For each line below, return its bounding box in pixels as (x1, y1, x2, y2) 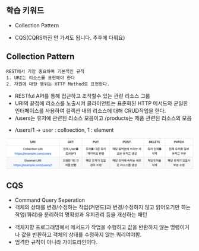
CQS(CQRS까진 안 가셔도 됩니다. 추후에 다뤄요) (14, 34, 125, 41)
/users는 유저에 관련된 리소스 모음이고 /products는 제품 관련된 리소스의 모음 (14, 115, 192, 122)
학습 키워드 (6, 5, 45, 16)
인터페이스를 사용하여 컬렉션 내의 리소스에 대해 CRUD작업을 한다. (14, 107, 166, 114)
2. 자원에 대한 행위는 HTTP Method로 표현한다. (6, 81, 110, 87)
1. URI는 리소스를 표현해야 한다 (6, 75, 75, 81)
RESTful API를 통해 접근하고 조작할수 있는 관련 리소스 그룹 (14, 92, 150, 99)
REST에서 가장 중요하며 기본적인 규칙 (6, 68, 85, 74)
